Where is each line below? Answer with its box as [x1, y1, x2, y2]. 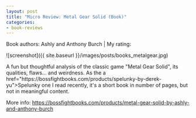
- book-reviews [6, 24, 43, 31]
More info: [6, 99, 31, 106]
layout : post [6, 8, 38, 15]
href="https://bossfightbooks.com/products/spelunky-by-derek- [6, 76, 162, 83]
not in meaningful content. [6, 88, 70, 95]
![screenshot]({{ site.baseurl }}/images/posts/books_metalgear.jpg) [6, 52, 169, 59]
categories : [6, 19, 35, 25]
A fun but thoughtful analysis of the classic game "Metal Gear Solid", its [6, 63, 178, 70]
